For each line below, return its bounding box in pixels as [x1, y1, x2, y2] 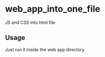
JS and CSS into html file [5, 19, 55, 25]
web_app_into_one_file [5, 3, 101, 15]
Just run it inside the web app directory [5, 46, 85, 52]
